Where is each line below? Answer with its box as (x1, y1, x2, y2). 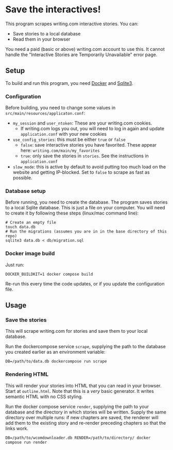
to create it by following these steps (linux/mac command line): (5, 210, 139, 217)
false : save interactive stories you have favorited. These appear (20, 142, 157, 148)
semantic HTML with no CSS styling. (5, 393, 83, 400)
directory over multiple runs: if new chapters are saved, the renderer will (5, 414, 159, 420)
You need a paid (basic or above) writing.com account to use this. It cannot (5, 46, 165, 52)
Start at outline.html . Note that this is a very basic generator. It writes (5, 388, 154, 394)
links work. (5, 425, 28, 431)
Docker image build (5, 250, 55, 257)
